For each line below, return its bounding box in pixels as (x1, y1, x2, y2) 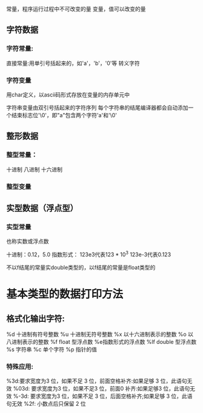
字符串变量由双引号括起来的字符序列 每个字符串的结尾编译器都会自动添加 (6, 104, 188, 111)
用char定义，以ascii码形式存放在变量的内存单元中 (6, 90, 130, 98)
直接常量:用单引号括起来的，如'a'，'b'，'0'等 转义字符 (6, 60, 141, 67)
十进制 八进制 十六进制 (6, 166, 62, 173)
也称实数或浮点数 (6, 237, 49, 245)
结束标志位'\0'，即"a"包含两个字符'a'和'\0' (11, 111, 117, 118)
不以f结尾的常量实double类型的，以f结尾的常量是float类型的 (6, 264, 156, 271)
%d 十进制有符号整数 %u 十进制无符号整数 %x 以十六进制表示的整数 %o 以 (6, 330, 194, 338)
